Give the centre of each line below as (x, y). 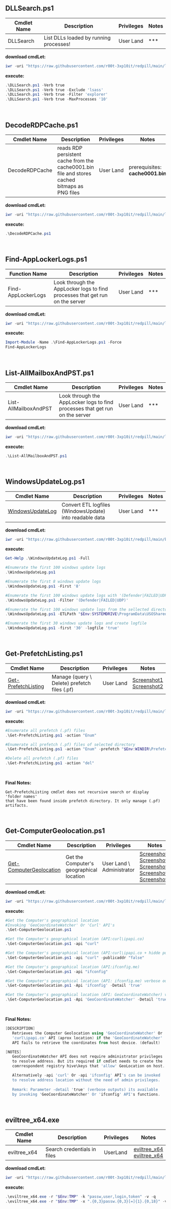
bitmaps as (70, 186)
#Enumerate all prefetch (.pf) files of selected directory (70, 744)
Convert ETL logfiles (86, 505)
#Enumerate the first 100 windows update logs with (61, 595)
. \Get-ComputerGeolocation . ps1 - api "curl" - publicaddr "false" (75, 958)
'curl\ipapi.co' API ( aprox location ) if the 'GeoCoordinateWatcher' (87, 1038)
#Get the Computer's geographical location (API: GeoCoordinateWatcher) (84, 995)
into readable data (83, 517)
